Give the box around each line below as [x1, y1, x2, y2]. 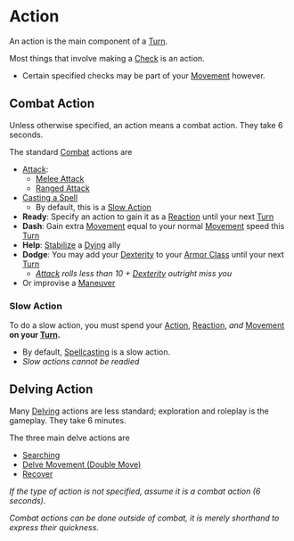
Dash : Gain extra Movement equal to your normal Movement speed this [21, 220, 285, 231]
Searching [21, 449, 61, 460]
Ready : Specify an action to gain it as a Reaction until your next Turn [21, 211, 274, 222]
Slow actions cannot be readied [21, 357, 140, 367]
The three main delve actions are [9, 432, 131, 443]
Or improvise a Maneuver [21, 277, 116, 288]
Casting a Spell [21, 192, 78, 202]
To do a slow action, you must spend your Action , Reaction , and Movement [9, 320, 285, 331]
